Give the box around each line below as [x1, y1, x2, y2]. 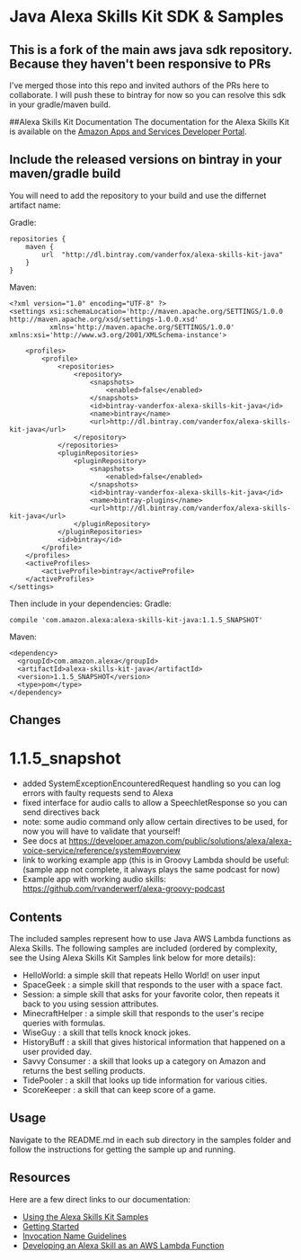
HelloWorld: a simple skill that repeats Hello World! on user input [22, 970, 261, 980]
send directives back [22, 807, 101, 818]
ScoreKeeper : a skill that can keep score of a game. [22, 1084, 217, 1095]
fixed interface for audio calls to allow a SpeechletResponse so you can [22, 798, 288, 809]
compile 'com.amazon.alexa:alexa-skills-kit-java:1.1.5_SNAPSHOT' [9, 615, 263, 624]
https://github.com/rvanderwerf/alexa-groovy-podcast [22, 883, 226, 894]
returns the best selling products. [22, 1065, 146, 1076]
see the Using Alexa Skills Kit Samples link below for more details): [9, 952, 256, 963]
